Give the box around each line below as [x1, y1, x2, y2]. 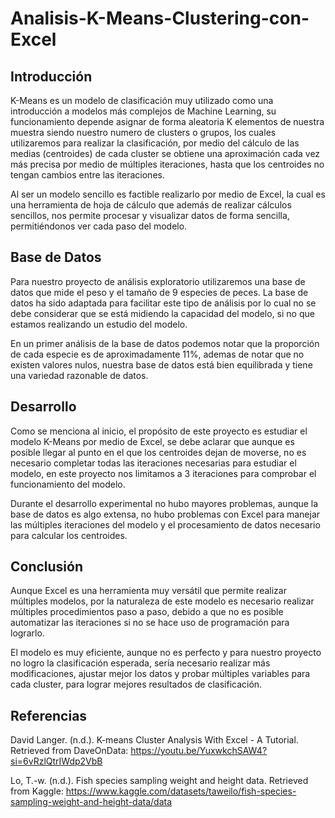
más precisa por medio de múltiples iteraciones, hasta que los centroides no [10, 158, 325, 170]
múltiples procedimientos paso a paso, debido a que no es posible [10, 606, 284, 618]
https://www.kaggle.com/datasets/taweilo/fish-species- [65, 785, 297, 797]
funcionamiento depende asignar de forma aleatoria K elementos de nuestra [10, 116, 325, 127]
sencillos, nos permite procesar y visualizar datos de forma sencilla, [10, 210, 290, 221]
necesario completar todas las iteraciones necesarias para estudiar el [10, 457, 297, 469]
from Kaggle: [10, 785, 64, 797]
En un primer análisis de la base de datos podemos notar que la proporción [10, 337, 320, 349]
